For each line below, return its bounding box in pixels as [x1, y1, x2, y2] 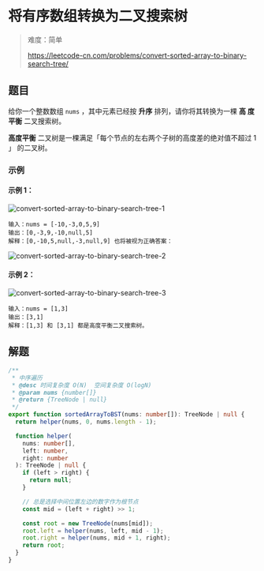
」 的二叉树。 [8, 143, 52, 152]
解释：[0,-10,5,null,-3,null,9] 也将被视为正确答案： [8, 237, 173, 245]
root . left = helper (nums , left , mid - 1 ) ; [22, 527, 164, 535]
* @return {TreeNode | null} [11, 396, 108, 404]
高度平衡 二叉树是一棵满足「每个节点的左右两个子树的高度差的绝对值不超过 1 [8, 133, 257, 142]
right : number [22, 454, 69, 462]
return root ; [22, 542, 65, 550]
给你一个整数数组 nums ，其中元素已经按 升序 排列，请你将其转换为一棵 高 [8, 106, 247, 115]
